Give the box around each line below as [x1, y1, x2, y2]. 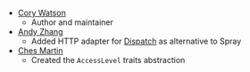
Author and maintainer [30, 17, 114, 28]
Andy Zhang [17, 27, 63, 36]
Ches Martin [17, 45, 64, 56]
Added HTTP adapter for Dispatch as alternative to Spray [30, 36, 242, 46]
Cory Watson [17, 8, 67, 18]
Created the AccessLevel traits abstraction [30, 55, 186, 65]
